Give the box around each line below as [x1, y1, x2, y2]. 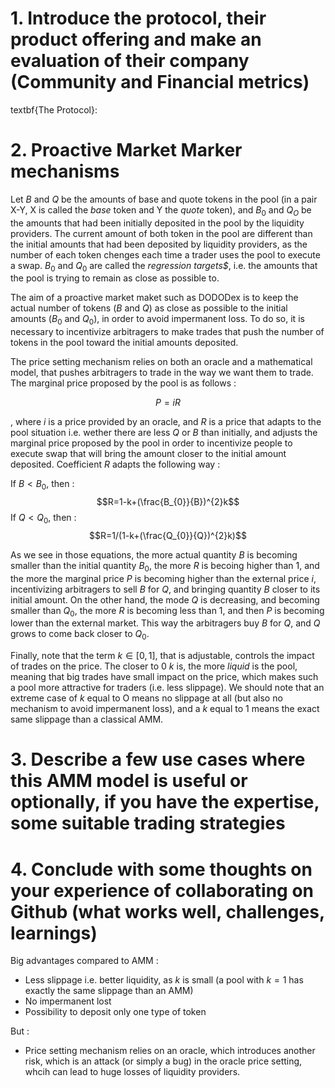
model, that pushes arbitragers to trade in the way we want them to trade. [10, 367, 314, 379]
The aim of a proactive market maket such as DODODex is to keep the [10, 292, 299, 304]
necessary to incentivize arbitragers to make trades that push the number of [10, 326, 325, 338]
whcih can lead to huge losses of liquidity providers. [24, 1066, 241, 1078]
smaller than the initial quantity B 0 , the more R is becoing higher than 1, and [10, 559, 320, 574]
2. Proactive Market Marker [10, 139, 243, 162]
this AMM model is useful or [10, 770, 248, 792]
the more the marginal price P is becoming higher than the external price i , [10, 572, 317, 584]
